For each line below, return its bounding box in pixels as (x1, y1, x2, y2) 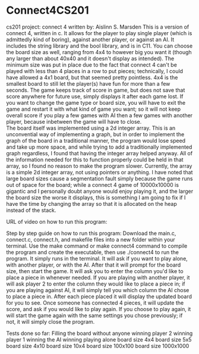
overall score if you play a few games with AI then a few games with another (6, 111, 193, 119)
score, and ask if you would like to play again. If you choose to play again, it (6, 305, 191, 312)
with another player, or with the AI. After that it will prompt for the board (6, 261, 181, 268)
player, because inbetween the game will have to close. (6, 118, 142, 125)
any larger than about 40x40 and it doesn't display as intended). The (6, 55, 175, 62)
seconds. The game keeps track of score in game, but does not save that (6, 86, 185, 93)
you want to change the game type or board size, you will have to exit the (6, 99, 186, 106)
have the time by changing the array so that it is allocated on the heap (6, 200, 177, 207)
